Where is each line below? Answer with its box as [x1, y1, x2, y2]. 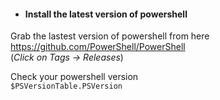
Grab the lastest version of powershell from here [10, 30, 210, 42]
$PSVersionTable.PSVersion [10, 81, 123, 92]
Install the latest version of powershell [24, 8, 188, 20]
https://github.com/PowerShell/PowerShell [10, 41, 186, 53]
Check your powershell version [10, 71, 139, 83]
